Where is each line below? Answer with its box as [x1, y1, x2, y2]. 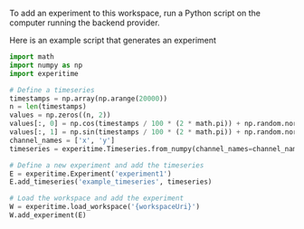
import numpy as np [9, 61, 83, 70]
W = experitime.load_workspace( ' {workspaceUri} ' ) [9, 203, 201, 212]
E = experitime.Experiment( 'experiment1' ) [9, 169, 172, 178]
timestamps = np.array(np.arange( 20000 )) [9, 94, 168, 103]
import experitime [9, 69, 79, 78]
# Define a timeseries [9, 85, 95, 94]
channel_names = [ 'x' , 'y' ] [9, 136, 116, 145]
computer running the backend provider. [9, 17, 160, 28]
